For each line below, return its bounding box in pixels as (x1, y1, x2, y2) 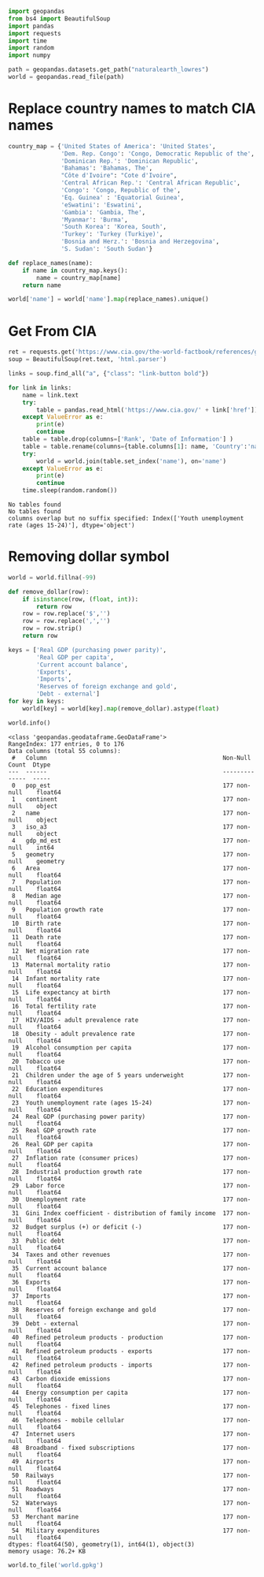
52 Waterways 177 (11, 1499, 234, 1507)
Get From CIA (8, 322, 97, 340)
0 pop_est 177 (11, 781, 234, 789)
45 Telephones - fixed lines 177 (11, 1402, 234, 1411)
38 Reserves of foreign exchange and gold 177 (11, 1306, 234, 1314)
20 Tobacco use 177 (11, 1057, 234, 1065)
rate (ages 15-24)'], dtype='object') (8, 521, 135, 529)
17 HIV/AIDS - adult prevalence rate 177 (11, 1016, 234, 1024)
